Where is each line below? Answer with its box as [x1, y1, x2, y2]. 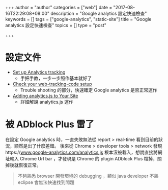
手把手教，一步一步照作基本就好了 [20, 75, 92, 81]
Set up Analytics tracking [12, 69, 66, 75]
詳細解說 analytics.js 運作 [20, 99, 74, 105]
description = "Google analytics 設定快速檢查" [50, 10, 147, 16]
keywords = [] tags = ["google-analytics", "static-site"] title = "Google [5, 16, 152, 22]
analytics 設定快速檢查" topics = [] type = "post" [5, 22, 107, 28]
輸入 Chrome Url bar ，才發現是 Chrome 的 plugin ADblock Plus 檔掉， [9, 155, 158, 161]
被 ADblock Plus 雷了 [5, 118, 94, 130]
